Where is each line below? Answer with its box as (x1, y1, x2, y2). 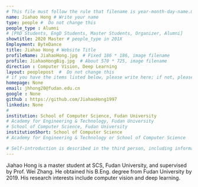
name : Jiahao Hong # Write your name (6, 14, 99, 20)
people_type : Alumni (6, 25, 60, 31)
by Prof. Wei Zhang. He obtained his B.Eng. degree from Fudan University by (6, 168, 192, 175)
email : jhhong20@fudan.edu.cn (6, 86, 81, 91)
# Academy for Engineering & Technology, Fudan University (6, 119, 154, 124)
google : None (6, 91, 41, 97)
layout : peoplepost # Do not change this (6, 69, 115, 75)
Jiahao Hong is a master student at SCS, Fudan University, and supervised (6, 162, 187, 169)
